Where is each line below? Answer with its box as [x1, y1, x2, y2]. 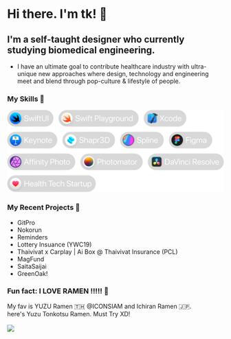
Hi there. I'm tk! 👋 [7, 6, 108, 22]
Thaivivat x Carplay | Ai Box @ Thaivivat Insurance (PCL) [16, 247, 178, 256]
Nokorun [16, 226, 43, 234]
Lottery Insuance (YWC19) [16, 240, 92, 248]
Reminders [16, 233, 48, 241]
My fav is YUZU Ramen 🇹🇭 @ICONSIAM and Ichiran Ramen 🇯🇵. [7, 302, 192, 310]
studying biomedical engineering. [7, 44, 155, 56]
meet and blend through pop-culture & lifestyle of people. [16, 77, 181, 85]
